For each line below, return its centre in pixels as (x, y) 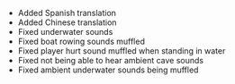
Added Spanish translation (67, 13)
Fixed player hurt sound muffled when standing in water (122, 51)
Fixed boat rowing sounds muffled (81, 41)
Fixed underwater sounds (65, 32)
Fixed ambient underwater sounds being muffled (108, 70)
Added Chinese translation (67, 22)
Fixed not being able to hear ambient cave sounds (111, 60)
